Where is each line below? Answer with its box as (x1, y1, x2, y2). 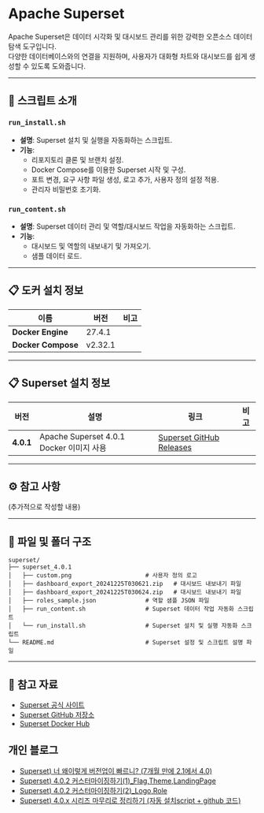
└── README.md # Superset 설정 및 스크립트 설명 (8, 639, 244, 647)
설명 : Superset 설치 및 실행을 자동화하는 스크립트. (19, 135, 173, 144)
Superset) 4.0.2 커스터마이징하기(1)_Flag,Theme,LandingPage (19, 776, 216, 785)
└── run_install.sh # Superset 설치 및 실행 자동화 (22, 622, 238, 630)
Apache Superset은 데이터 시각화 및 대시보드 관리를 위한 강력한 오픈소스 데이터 (8, 32, 253, 41)
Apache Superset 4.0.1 (38, 431, 126, 442)
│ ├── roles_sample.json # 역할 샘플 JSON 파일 (8, 597, 210, 605)
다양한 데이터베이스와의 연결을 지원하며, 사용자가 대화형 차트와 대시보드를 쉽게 (8, 51, 247, 61)
